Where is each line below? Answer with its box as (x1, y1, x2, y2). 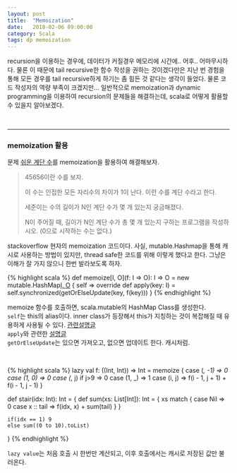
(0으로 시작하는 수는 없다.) (39, 227, 113, 235)
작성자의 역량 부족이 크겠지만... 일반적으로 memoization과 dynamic (14, 83, 201, 92)
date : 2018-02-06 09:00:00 (7, 23, 93, 30)
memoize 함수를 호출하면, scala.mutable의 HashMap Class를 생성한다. (7, 303, 207, 311)
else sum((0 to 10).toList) (7, 422, 90, 429)
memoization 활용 (7, 140, 68, 150)
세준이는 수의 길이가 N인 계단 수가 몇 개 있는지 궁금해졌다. (24, 203, 183, 212)
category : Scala (7, 30, 55, 37)
